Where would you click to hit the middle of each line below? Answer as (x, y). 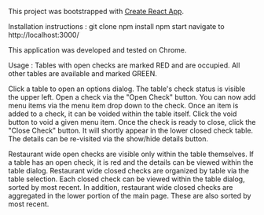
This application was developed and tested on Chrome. (97, 50)
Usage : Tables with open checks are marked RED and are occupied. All (124, 65)
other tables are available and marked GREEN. (82, 73)
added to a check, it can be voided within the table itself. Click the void (123, 114)
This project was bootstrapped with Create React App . (96, 11)
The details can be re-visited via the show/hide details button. (108, 139)
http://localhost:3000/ (44, 35)
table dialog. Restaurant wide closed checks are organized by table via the (129, 171)
